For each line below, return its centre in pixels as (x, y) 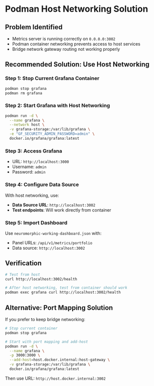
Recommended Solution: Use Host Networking (77, 64)
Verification (23, 263)
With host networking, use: (32, 195)
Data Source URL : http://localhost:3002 (54, 205)
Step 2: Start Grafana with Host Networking (58, 106)
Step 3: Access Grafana (34, 151)
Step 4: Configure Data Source (42, 185)
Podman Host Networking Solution (77, 9)
